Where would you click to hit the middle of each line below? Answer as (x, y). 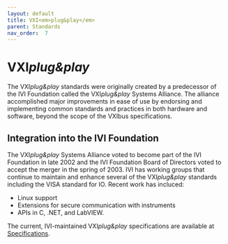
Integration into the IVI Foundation (83, 138)
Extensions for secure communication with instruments (96, 205)
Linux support (37, 198)
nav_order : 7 (28, 33)
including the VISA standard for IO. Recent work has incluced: (96, 184)
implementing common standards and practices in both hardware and (107, 109)
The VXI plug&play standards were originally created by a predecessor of (112, 87)
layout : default (31, 14)
